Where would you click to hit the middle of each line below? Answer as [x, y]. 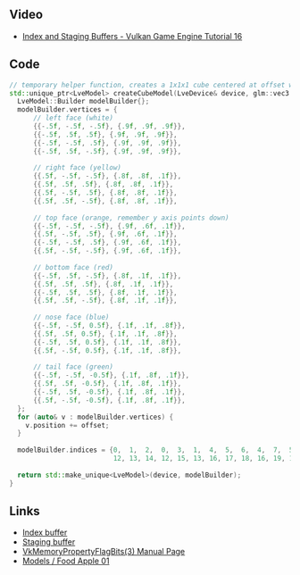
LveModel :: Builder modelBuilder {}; [83, 102]
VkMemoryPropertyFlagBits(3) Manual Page [104, 552]
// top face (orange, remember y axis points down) [131, 218]
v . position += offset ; [67, 425]
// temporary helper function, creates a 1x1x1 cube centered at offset [147, 85]
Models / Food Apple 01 [66, 561]
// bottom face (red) [73, 267]
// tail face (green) [73, 367]
